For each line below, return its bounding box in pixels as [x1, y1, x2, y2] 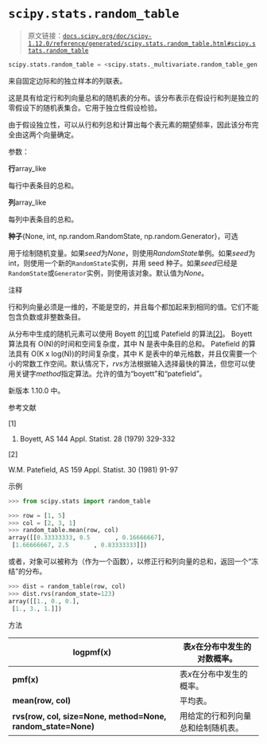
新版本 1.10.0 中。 [8, 386, 65, 395]
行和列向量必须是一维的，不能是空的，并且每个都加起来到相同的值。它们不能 [8, 302, 259, 311]
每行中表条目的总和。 [8, 180, 78, 190]
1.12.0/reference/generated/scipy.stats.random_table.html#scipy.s [27, 39, 256, 48]
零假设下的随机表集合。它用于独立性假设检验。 [8, 103, 161, 112]
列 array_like [8, 198, 47, 207]
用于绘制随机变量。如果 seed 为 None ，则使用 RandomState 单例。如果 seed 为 [8, 248, 256, 257]
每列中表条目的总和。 [8, 214, 78, 224]
